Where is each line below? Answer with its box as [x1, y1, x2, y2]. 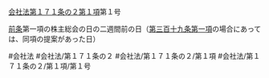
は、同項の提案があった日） [8, 35, 100, 43]
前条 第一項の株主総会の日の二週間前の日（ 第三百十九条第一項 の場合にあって [8, 24, 262, 34]
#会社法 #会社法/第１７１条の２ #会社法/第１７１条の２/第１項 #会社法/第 [8, 51, 254, 60]
